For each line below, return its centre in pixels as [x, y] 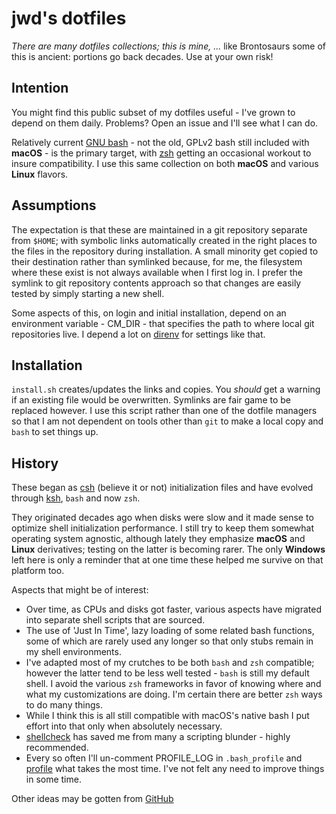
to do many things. [64, 705]
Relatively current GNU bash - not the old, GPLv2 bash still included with [160, 142]
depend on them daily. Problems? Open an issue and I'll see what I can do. [165, 123]
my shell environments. [73, 652]
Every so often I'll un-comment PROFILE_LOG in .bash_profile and [164, 758]
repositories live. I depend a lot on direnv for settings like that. [138, 334]
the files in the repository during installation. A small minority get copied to [165, 251]
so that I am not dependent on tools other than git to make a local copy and [167, 421]
